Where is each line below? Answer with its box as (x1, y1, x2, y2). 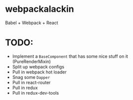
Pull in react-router (12, 79, 51, 85)
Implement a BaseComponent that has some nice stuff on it (12, 53, 129, 59)
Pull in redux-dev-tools (12, 90, 59, 96)
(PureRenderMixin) (12, 58, 51, 65)
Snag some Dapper (12, 74, 50, 80)
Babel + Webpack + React (5, 20, 58, 26)
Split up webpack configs (12, 64, 64, 69)
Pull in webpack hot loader (12, 69, 67, 75)
